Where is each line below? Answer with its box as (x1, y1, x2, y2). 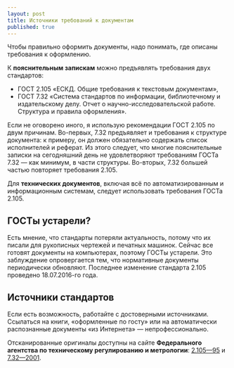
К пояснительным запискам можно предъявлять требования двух (7, 64, 211, 72)
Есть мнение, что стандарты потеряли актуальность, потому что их (7, 234, 211, 242)
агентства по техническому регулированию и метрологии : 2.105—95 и (7, 346, 226, 354)
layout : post (7, 10, 46, 18)
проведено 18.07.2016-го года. (7, 271, 98, 279)
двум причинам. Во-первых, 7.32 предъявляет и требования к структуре (7, 128, 227, 137)
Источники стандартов (7, 291, 115, 303)
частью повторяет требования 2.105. (7, 166, 118, 175)
